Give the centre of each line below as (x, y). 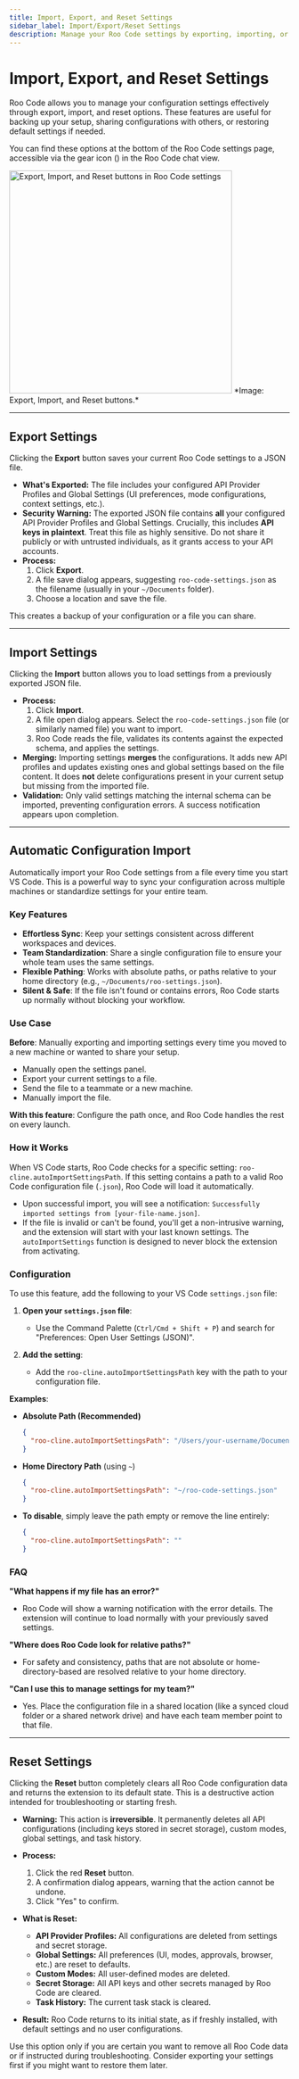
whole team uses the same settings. (88, 962)
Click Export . (60, 570)
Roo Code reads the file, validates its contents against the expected (159, 738)
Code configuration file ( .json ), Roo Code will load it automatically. (131, 1186)
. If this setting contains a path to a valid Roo (202, 1176)
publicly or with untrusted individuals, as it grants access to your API (148, 542)
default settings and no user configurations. (102, 2029)
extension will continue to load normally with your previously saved (145, 1618)
